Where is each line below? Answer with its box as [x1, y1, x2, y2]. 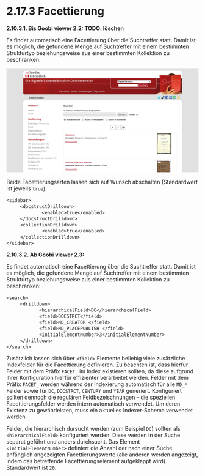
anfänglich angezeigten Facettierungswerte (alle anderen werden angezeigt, [6, 451, 198, 458]
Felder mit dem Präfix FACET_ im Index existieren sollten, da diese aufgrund [6, 367, 194, 374]
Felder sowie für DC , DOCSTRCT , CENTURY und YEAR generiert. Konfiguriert [6, 387, 182, 394]
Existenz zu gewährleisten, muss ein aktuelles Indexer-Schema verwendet [6, 406, 193, 414]
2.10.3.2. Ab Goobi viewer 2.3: [6, 251, 84, 258]
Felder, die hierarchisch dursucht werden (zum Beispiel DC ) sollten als [6, 425, 181, 432]
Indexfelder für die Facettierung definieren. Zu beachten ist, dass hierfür [6, 361, 189, 368]
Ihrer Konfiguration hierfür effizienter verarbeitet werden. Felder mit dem [6, 374, 189, 381]
